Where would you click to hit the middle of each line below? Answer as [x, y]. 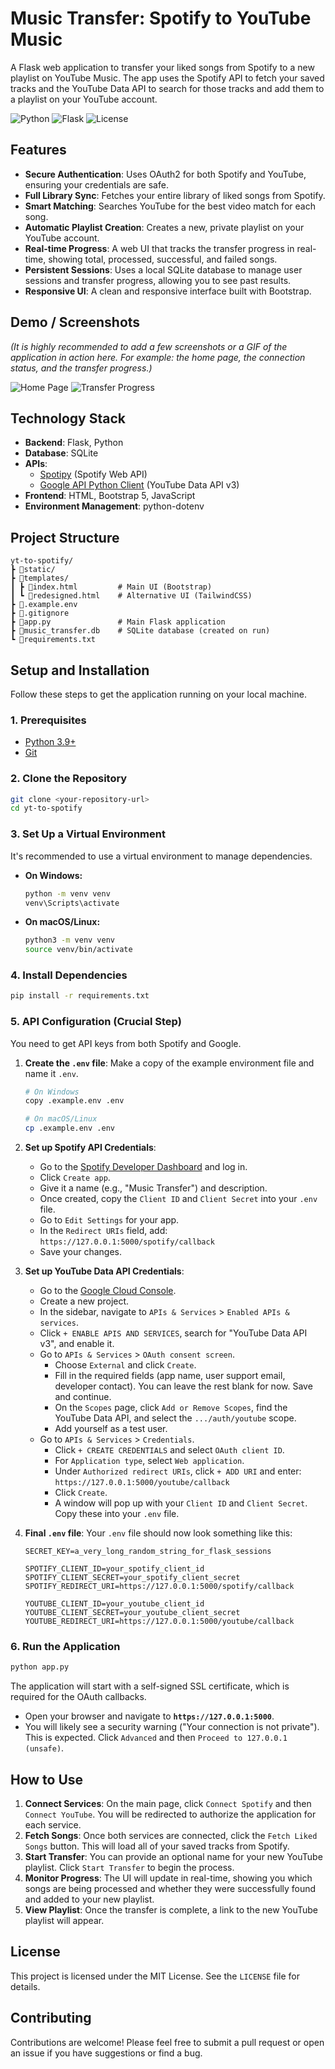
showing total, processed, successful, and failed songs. [163, 259]
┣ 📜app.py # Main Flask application [118, 622]
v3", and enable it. [77, 1344]
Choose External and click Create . [125, 1365]
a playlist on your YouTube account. [84, 99]
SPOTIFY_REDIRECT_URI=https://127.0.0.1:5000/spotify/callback [159, 1587]
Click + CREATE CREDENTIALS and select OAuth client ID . [169, 1450]
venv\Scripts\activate [72, 903]
